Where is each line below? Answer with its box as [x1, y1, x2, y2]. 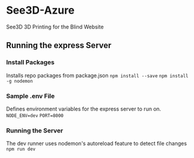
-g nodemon [6, 78, 33, 84]
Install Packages [6, 58, 55, 67]
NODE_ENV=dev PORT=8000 [6, 112, 64, 119]
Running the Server [6, 126, 63, 134]
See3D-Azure [6, 4, 75, 17]
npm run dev [6, 146, 36, 152]
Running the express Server [6, 40, 112, 50]
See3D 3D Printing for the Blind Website [6, 23, 104, 30]
